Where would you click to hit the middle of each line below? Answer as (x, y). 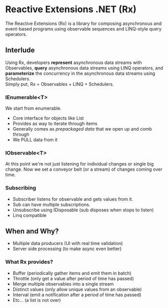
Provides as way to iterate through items (55, 124)
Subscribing (21, 188)
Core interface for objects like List (48, 118)
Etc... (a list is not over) (37, 300)
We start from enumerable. (34, 108)
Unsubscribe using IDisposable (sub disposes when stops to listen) (83, 210)
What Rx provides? (29, 262)
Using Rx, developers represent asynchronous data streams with (74, 63)
